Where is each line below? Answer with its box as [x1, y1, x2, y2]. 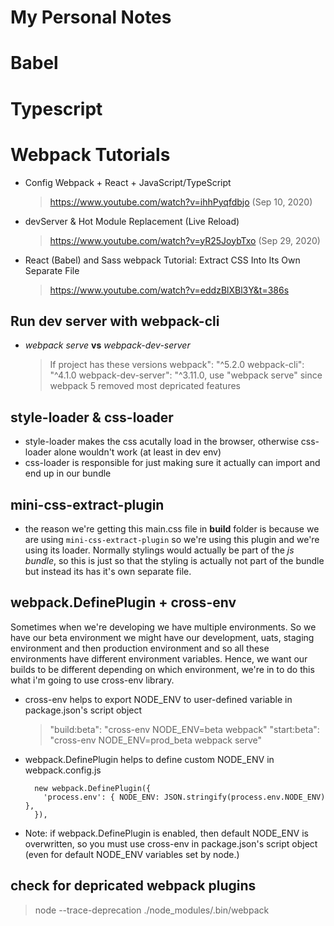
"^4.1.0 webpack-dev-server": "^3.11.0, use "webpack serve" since [49, 369, 323, 381]
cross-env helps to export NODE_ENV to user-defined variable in [24, 693, 293, 705]
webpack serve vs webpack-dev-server [24, 339, 191, 351]
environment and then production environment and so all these [10, 642, 270, 654]
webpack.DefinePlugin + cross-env [10, 594, 237, 611]
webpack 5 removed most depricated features [49, 380, 241, 392]
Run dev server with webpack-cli [10, 312, 220, 330]
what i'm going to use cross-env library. [10, 674, 175, 686]
